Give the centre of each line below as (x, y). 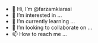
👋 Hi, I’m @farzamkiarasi (42, 9)
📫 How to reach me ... (39, 34)
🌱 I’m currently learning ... (43, 21)
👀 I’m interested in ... (37, 15)
